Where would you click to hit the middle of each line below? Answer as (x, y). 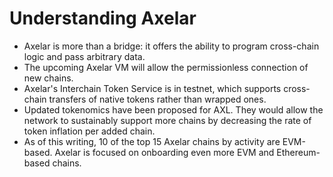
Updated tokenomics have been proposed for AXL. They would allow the (173, 109)
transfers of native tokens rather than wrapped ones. (157, 99)
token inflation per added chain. (89, 131)
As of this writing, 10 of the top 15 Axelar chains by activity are (152, 141)
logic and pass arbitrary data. (84, 56)
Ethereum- (298, 152)
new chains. (48, 78)
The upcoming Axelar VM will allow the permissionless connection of (166, 67)
